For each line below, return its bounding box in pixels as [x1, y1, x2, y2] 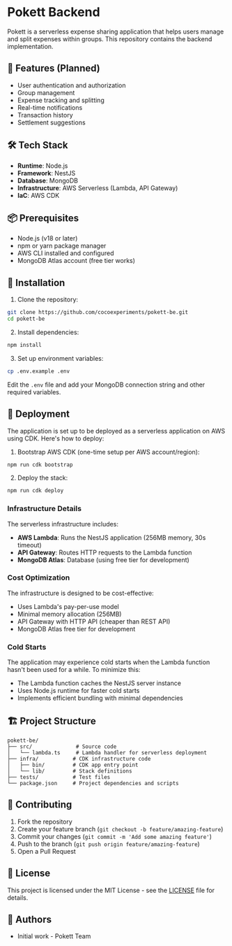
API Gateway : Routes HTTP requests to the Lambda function [17, 548, 192, 557]
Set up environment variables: [17, 354, 104, 362]
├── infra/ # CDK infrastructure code [7, 755, 151, 762]
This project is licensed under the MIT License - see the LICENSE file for [7, 886, 215, 894]
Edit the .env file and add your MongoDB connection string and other [7, 380, 206, 389]
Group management [17, 88, 75, 96]
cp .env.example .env [7, 368, 70, 375]
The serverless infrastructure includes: [7, 519, 118, 528]
